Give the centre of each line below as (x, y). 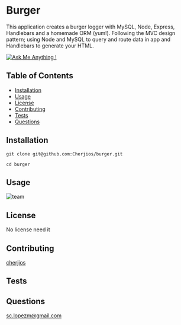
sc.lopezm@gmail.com (34, 316)
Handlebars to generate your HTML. (50, 46)
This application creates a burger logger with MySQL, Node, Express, (90, 27)
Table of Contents (40, 76)
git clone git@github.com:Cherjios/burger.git (64, 154)
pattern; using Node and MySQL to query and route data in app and (88, 39)
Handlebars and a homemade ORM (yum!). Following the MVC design (91, 33)
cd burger (18, 164)
